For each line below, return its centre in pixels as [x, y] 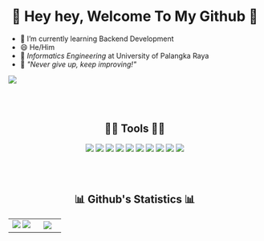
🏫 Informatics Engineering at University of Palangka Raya [114, 55]
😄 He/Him [37, 47]
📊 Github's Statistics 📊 [135, 200]
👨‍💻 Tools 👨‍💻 [135, 129]
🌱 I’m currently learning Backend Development [97, 39]
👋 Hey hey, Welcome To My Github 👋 [135, 16]
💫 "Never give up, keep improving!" [78, 64]
